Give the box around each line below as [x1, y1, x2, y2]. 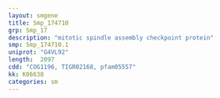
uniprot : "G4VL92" [8, 48, 69, 56]
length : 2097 [8, 56, 55, 64]
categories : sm [8, 77, 59, 85]
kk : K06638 [8, 70, 44, 78]
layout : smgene [8, 11, 59, 20]
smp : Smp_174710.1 [8, 41, 69, 49]
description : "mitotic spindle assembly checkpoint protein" [8, 33, 214, 42]
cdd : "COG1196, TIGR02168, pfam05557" [8, 63, 136, 71]
